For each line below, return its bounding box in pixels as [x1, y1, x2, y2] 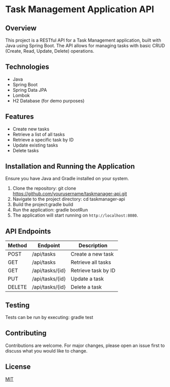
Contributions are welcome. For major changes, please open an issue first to [5, 342, 165, 348]
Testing [5, 301, 30, 309]
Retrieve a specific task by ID [12, 136, 74, 143]
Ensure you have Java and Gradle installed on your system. [5, 175, 129, 182]
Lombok [12, 92, 30, 98]
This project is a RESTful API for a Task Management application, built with [5, 37, 161, 43]
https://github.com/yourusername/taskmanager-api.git [12, 191, 127, 197]
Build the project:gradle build [12, 201, 74, 207]
